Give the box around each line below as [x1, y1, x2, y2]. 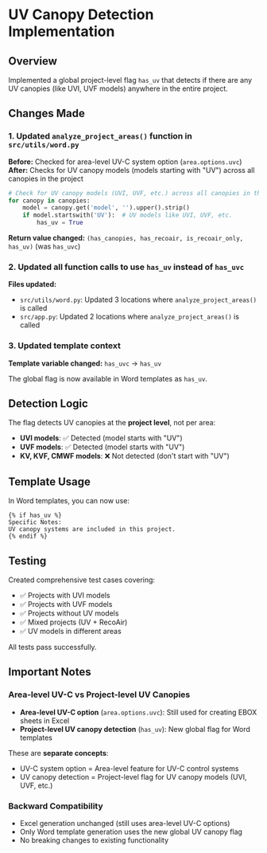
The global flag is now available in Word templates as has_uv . [8, 374, 208, 383]
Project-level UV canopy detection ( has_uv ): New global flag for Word [19, 724, 250, 734]
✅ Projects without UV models [19, 608, 119, 618]
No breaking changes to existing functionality [19, 835, 169, 845]
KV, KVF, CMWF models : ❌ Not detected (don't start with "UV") [19, 452, 230, 461]
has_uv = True [37, 219, 83, 227]
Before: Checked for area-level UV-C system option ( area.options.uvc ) [8, 157, 242, 166]
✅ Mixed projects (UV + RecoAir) [19, 617, 128, 627]
